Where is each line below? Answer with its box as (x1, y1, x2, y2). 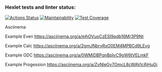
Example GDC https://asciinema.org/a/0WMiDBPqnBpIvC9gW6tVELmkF (5, 52, 149, 58)
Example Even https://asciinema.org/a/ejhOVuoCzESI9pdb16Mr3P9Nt (5, 33, 144, 40)
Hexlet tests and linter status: (5, 4, 76, 11)
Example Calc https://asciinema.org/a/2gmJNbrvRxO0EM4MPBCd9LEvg (5, 43, 150, 49)
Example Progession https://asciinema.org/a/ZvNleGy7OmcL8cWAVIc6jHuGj (5, 62, 158, 68)
